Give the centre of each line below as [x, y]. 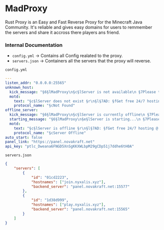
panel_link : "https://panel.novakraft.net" [50, 142]
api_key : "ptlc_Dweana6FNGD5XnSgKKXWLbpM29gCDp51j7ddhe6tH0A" [70, 146]
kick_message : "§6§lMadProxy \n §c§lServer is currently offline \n [77, 115]
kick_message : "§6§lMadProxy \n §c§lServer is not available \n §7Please [83, 92]
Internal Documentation [34, 45]
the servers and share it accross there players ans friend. [63, 32]
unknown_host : [20, 87]
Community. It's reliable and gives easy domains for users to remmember [79, 27]
